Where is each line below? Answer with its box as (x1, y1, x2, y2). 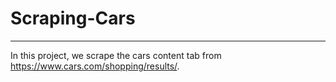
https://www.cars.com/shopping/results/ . (10, 60, 180, 72)
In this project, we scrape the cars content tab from (10, 49, 222, 61)
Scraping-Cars (10, 7, 136, 30)
